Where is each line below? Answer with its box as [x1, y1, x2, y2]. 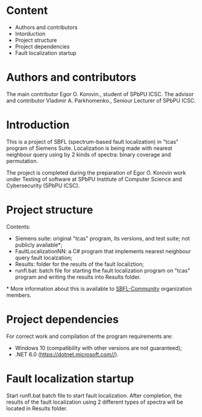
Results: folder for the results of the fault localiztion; [14, 260, 144, 268]
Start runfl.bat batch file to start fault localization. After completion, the [6, 392, 182, 399]
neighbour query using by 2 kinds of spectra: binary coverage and [6, 150, 171, 158]
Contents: [6, 223, 31, 230]
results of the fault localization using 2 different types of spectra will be [6, 398, 183, 406]
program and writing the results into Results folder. [14, 273, 141, 280]
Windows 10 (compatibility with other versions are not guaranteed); [14, 344, 182, 351]
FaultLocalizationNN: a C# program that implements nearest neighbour [14, 247, 191, 254]
